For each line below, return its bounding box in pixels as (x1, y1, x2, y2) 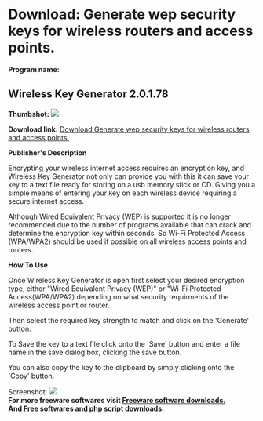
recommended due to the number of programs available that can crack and (8, 220, 251, 229)
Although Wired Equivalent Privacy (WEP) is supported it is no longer (8, 212, 232, 221)
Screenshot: (8, 387, 48, 397)
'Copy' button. (8, 371, 55, 380)
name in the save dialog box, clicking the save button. (8, 347, 182, 357)
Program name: (8, 64, 60, 74)
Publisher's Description (8, 147, 87, 158)
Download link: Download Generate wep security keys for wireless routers (8, 124, 250, 134)
